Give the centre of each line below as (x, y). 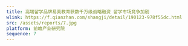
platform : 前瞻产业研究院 (36, 28)
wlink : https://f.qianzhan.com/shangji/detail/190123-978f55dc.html (94, 17)
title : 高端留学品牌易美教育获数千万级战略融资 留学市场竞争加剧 (78, 12)
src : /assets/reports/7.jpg (42, 23)
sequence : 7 (21, 34)
